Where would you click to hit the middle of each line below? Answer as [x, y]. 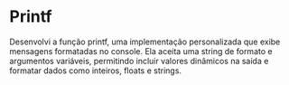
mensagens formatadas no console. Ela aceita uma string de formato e [141, 51]
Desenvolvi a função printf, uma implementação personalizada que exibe [145, 42]
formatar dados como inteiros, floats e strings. [96, 71]
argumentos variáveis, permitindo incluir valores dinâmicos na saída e [139, 61]
